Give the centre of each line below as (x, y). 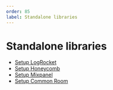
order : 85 (18, 11)
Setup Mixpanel (34, 75)
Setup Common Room (41, 81)
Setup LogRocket (36, 62)
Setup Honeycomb (37, 69)
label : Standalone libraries (42, 17)
